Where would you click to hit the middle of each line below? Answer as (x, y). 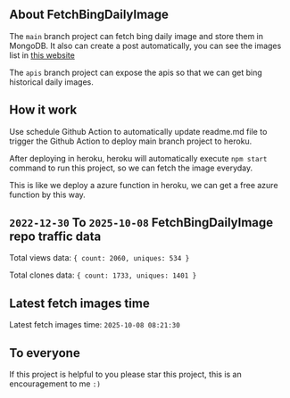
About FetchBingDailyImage (89, 15)
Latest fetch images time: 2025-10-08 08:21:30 (95, 325)
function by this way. (48, 195)
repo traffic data (55, 237)
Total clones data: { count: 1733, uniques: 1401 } (103, 275)
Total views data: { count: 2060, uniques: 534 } (99, 258)
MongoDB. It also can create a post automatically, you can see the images (145, 46)
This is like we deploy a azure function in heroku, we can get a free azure (144, 185)
